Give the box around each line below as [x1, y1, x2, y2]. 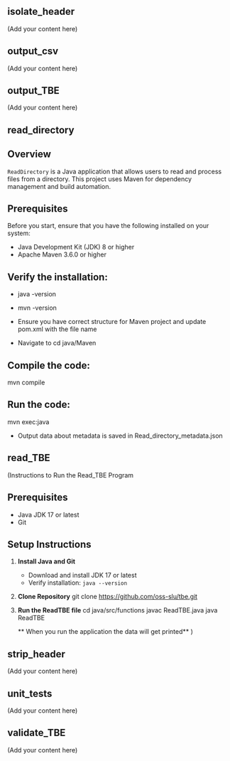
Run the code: [7, 399, 71, 411]
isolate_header [7, 6, 75, 18]
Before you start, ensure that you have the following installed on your [7, 222, 209, 230]
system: [7, 229, 31, 237]
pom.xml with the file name [17, 325, 97, 333]
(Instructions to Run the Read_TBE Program [7, 470, 133, 479]
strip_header [7, 648, 66, 660]
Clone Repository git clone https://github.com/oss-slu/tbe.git [17, 593, 197, 601]
